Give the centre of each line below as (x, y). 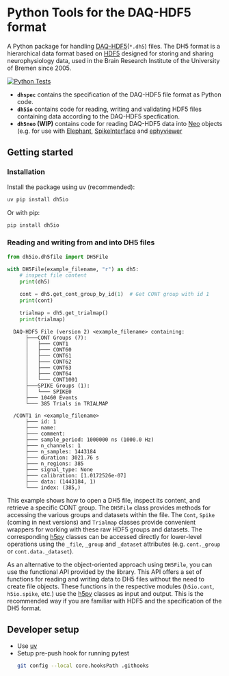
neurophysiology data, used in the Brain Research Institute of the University (113, 60)
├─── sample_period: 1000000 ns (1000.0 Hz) (90, 440)
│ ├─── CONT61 (48, 355)
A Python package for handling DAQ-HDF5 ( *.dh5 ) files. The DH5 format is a (114, 46)
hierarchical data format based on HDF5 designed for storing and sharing (110, 53)
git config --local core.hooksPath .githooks (83, 666)
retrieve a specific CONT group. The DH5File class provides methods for (109, 508)
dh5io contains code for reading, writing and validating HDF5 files (109, 109)
